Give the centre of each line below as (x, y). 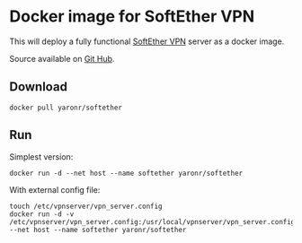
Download (38, 87)
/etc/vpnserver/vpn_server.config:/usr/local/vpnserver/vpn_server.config (152, 221)
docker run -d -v (42, 214)
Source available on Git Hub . (62, 58)
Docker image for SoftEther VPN (132, 17)
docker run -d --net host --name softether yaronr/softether (126, 173)
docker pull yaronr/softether (66, 108)
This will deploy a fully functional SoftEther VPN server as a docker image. (147, 41)
